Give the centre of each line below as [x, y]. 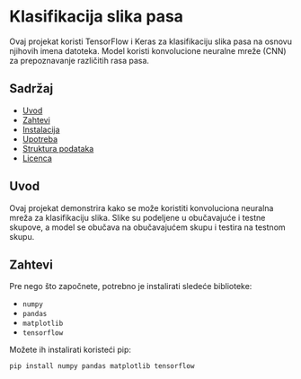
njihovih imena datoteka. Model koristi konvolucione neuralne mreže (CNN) [148, 50]
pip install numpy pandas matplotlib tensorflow [102, 366]
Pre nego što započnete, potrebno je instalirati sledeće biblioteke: [131, 286]
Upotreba [40, 139]
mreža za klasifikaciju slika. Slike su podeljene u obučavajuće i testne [137, 217]
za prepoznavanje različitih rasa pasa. [80, 60]
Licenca [37, 158]
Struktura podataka [58, 148]
